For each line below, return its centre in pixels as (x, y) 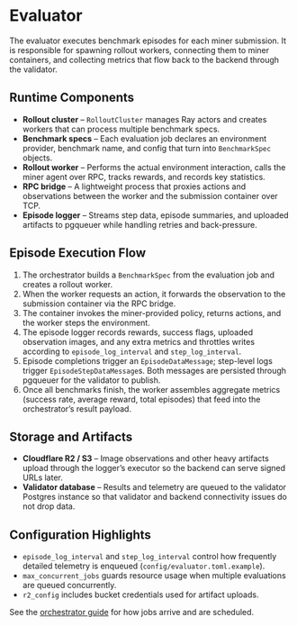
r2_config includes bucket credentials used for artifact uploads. (140, 594)
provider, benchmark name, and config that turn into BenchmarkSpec (147, 148)
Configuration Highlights (80, 535)
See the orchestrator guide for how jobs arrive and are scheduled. (132, 612)
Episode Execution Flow (78, 253)
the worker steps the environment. (86, 322)
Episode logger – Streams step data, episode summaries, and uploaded (156, 215)
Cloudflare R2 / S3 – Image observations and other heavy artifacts (146, 458)
